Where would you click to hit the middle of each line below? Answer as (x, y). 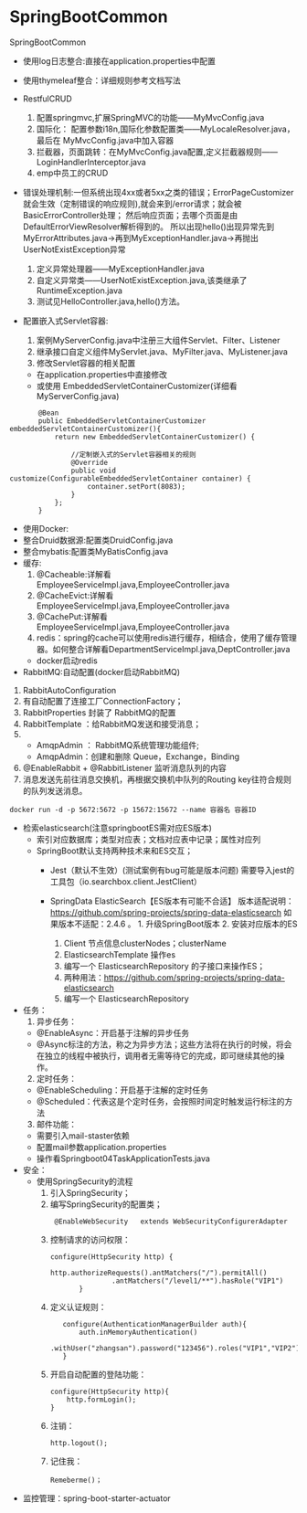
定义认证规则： (78, 1307)
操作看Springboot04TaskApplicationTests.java (123, 1159)
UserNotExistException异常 (74, 249)
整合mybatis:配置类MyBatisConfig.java (95, 551)
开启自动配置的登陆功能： (98, 1374)
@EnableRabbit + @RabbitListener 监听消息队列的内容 (124, 767)
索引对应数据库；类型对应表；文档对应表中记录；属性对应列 (148, 839)
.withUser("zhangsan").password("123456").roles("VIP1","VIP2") (175, 1348)
